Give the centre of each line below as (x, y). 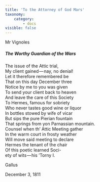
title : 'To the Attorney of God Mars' (45, 10)
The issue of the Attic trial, (32, 66)
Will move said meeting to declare (39, 139)
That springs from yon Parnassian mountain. (50, 124)
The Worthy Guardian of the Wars (41, 53)
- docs (30, 23)
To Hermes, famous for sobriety (37, 103)
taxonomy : (15, 14)
